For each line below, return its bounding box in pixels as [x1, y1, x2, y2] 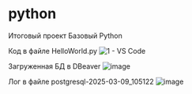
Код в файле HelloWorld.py [8, 46, 97, 55]
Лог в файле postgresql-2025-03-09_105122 [8, 77, 154, 86]
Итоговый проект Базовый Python [8, 31, 122, 40]
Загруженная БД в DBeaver [8, 61, 101, 71]
